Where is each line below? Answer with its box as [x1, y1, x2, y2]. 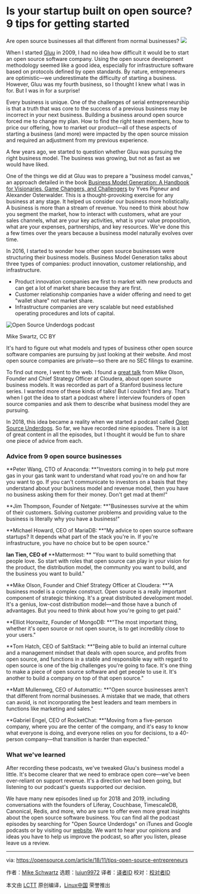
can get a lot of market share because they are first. [14, 284, 143, 291]
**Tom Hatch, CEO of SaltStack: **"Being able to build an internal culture [6, 643, 187, 650]
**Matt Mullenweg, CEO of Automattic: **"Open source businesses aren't [6, 686, 188, 693]
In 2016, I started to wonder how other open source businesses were [6, 247, 174, 254]
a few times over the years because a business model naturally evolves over [6, 229, 193, 236]
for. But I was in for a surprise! [6, 87, 80, 94]
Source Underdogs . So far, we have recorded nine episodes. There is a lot [6, 424, 188, 431]
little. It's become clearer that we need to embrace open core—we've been [6, 770, 190, 778]
